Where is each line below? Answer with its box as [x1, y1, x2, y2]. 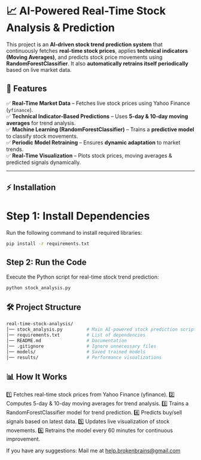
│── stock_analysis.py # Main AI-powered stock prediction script [6, 326, 197, 332]
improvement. [6, 435, 41, 443]
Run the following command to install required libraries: [6, 229, 142, 237]
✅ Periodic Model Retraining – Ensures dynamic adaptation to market [6, 138, 181, 146]
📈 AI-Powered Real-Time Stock [6, 4, 166, 18]
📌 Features [6, 84, 47, 94]
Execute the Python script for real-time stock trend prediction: [6, 273, 159, 280]
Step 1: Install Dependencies [6, 210, 150, 223]
